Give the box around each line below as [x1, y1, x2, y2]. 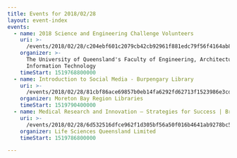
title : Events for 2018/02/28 [7, 10, 97, 18]
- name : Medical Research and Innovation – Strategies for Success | [13, 108, 222, 115]
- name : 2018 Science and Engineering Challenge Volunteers [13, 29, 194, 37]
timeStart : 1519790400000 [20, 102, 97, 109]
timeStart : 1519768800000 [20, 69, 97, 76]
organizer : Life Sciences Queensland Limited [20, 128, 157, 135]
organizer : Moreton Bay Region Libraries [20, 96, 143, 103]
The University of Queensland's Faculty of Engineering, [25, 56, 197, 63]
